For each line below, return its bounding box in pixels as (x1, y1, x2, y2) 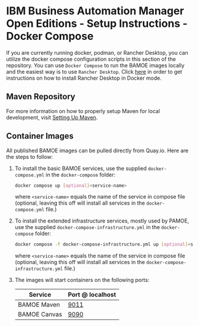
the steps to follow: (6, 153, 53, 160)
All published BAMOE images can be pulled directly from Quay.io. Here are (6, 147, 189, 154)
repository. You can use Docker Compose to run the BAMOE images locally (6, 61, 185, 69)
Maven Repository (6, 92, 75, 102)
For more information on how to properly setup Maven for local (6, 107, 160, 114)
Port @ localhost (68, 290, 116, 299)
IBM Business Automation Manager (6, 4, 184, 18)
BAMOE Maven (17, 300, 61, 309)
